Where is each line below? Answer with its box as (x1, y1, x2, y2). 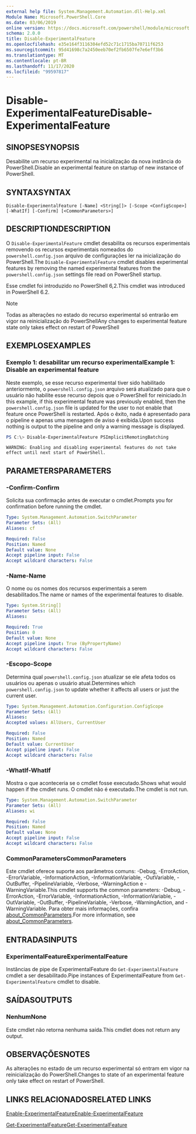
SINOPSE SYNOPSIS (6, 142, 80, 152)
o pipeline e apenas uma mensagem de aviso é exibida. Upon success (6, 417, 174, 424)
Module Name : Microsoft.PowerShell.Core (6, 14, 106, 20)
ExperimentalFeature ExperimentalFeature (6, 952, 128, 961)
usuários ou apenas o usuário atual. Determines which (6, 679, 136, 686)
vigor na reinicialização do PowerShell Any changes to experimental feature (6, 317, 187, 324)
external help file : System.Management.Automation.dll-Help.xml (6, 8, 166, 15)
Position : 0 (6, 629, 35, 635)
